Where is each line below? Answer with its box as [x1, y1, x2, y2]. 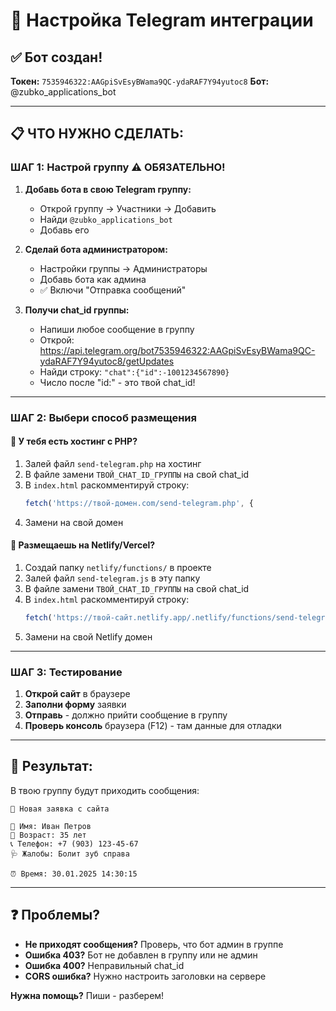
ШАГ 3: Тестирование [10, 665, 123, 679]
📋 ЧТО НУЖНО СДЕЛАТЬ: [10, 125, 184, 143]
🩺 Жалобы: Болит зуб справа [10, 849, 130, 859]
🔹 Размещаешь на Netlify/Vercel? [10, 539, 156, 551]
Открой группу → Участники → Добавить [39, 202, 217, 214]
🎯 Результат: [10, 758, 93, 775]
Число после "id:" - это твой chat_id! [39, 376, 196, 388]
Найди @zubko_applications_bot [39, 213, 173, 225]
